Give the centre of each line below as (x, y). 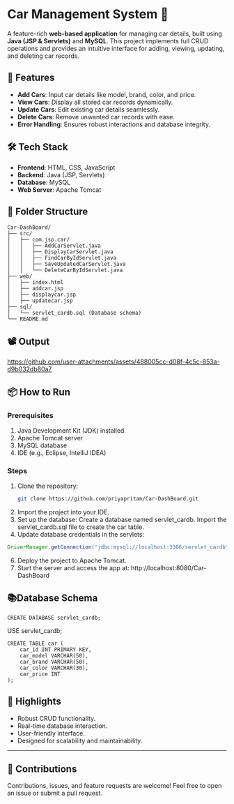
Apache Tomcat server (50, 438)
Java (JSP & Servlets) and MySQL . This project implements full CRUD (108, 40)
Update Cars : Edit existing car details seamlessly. (88, 109)
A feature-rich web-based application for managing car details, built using (115, 33)
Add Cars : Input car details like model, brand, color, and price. (107, 94)
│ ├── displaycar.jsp (42, 295)
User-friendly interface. (51, 733)
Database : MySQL (44, 182)
